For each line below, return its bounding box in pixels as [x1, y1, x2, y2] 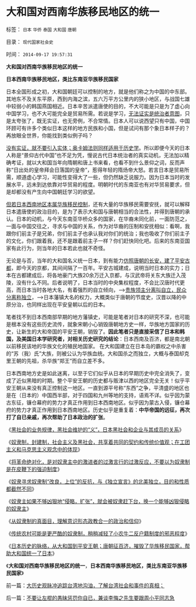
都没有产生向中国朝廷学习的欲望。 [16, 188, 98, 195]
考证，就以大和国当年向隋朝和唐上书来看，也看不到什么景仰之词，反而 [10, 159, 180, 166]
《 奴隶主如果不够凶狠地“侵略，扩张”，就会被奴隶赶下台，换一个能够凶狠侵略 [6, 498, 190, 505]
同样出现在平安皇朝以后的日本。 [31, 301, 108, 308]
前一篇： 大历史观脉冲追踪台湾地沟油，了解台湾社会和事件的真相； [6, 582, 164, 589]
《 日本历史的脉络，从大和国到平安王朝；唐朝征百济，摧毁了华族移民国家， [6, 542, 185, 549]
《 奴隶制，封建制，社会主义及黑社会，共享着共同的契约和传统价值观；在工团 [6, 438, 190, 445]
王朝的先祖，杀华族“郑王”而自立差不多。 [10, 357, 108, 364]
